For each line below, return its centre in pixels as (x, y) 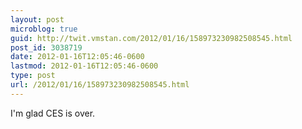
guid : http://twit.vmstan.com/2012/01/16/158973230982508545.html (151, 38)
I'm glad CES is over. (53, 113)
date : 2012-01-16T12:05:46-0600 (77, 57)
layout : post (37, 19)
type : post (33, 76)
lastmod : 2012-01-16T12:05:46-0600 (84, 66)
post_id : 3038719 (46, 47)
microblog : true (44, 29)
